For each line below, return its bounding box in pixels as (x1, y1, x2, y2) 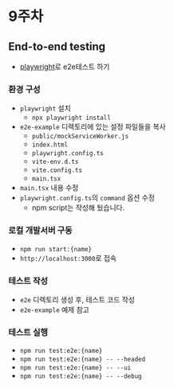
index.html (31, 141, 69, 149)
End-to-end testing (8, 39, 106, 53)
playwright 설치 (19, 103, 72, 113)
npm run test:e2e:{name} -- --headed (19, 355, 146, 364)
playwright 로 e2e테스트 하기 (19, 62, 110, 71)
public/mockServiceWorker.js (31, 133, 129, 141)
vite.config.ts (31, 166, 82, 174)
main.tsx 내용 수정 (19, 183, 79, 193)
